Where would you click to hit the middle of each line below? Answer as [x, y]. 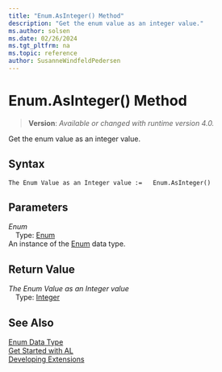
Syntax [27, 164]
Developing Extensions [46, 359]
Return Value [42, 269]
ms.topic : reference [43, 53]
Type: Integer [38, 297]
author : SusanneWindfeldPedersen [65, 61]
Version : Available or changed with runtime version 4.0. [121, 123]
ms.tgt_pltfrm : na [39, 46]
